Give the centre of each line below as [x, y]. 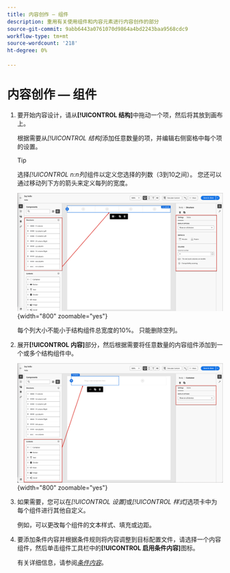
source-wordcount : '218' [42, 43]
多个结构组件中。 [53, 353]
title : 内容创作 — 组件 [38, 14]
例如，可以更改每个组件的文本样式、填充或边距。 [86, 525]
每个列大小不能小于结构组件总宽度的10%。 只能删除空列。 [99, 330]
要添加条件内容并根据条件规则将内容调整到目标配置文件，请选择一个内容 [119, 539]
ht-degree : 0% [27, 51]
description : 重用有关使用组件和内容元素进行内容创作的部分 [83, 22]
